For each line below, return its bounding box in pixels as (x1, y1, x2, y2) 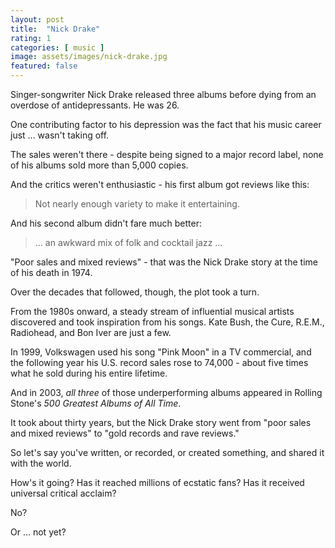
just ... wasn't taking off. (10, 129, 110, 141)
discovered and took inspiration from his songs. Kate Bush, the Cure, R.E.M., (10, 316, 325, 328)
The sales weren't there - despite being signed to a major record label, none (10, 149, 324, 160)
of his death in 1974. (10, 267, 93, 278)
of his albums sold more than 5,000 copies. (10, 159, 189, 171)
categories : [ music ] (10, 42, 105, 53)
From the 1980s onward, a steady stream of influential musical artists (10, 306, 295, 317)
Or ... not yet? (10, 526, 67, 538)
